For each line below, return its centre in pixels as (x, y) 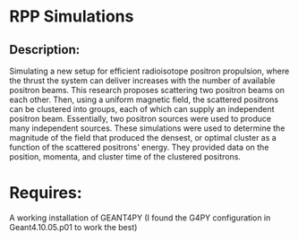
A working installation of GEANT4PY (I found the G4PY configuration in (140, 218)
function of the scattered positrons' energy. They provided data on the (139, 147)
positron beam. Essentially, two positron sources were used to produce (140, 119)
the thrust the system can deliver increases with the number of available (142, 81)
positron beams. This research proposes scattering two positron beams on (147, 90)
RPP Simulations (72, 17)
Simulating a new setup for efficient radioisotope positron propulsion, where (149, 71)
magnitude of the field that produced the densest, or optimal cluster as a (143, 138)
